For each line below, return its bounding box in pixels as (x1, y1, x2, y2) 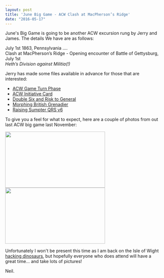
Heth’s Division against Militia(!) (5, 61, 71, 67)
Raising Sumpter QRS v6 (12, 107, 63, 113)
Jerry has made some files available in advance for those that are (5, 71, 140, 77)
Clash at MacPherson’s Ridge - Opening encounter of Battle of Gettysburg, (5, 50, 159, 56)
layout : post (5, 7, 32, 12)
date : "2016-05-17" (5, 16, 46, 21)
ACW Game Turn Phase (12, 86, 61, 92)
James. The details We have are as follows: (5, 35, 94, 41)
